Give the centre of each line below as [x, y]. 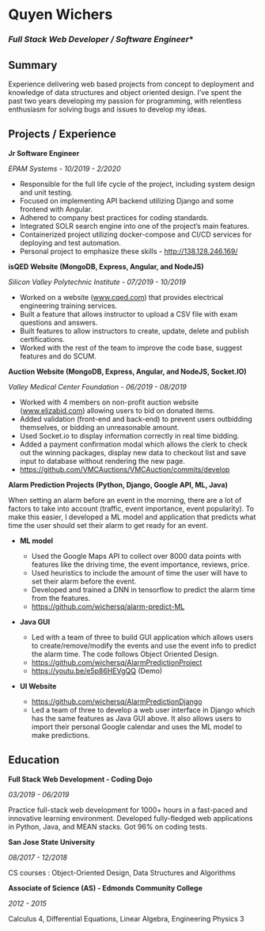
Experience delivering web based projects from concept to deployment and [131, 84]
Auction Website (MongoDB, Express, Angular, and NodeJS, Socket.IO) [127, 371]
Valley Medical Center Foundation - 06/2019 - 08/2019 [98, 386]
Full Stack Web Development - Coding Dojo [80, 779]
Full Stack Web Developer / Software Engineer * [101, 40]
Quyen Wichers [61, 15]
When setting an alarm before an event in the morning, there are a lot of [125, 500]
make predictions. [61, 735]
